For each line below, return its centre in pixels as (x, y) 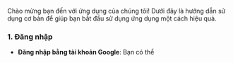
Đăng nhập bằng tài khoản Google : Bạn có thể (86, 52)
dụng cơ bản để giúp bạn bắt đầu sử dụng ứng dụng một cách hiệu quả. (112, 18)
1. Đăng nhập (30, 37)
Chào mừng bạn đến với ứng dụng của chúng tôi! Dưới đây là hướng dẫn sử (116, 11)
